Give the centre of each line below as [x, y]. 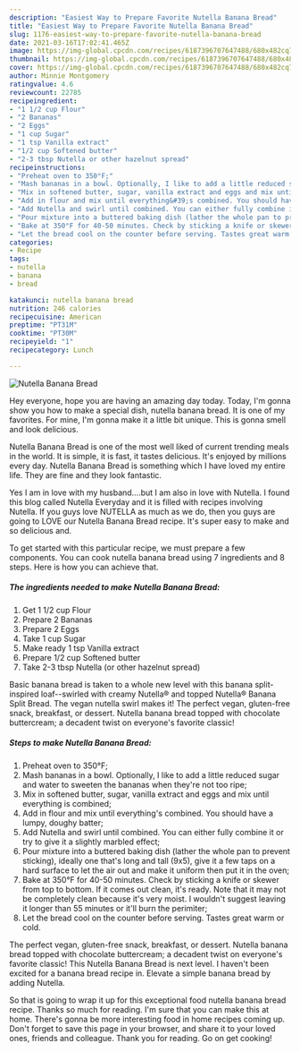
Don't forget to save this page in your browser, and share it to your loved [142, 1028]
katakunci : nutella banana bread [71, 300]
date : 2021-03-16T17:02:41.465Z [69, 43]
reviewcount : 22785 [46, 92]
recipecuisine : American [55, 317]
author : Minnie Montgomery [59, 76]
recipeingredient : [43, 101]
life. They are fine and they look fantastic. [86, 475]
